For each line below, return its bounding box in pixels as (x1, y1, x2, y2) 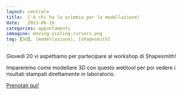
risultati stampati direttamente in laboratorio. (6, 71, 115, 77)
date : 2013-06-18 (6, 20, 55, 26)
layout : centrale (6, 8, 50, 15)
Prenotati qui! (6, 82, 39, 89)
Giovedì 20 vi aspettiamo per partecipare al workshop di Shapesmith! (6, 53, 177, 59)
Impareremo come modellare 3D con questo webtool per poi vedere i (6, 64, 176, 71)
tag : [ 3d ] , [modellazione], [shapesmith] (6, 36, 111, 42)
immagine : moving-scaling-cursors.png (6, 31, 103, 37)
